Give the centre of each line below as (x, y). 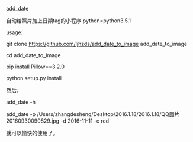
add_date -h (21, 102)
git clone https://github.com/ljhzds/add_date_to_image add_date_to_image (97, 44)
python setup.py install (34, 78)
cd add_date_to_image (33, 55)
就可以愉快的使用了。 (32, 133)
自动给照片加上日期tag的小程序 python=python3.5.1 (69, 21)
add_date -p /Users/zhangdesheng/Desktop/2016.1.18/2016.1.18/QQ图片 (93, 114)
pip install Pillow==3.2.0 (36, 67)
